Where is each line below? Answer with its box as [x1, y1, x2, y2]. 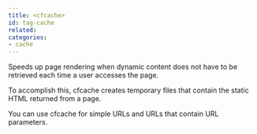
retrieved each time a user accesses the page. [8, 71, 159, 80]
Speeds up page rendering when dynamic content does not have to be [8, 62, 238, 71]
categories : [8, 33, 47, 42]
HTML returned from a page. [8, 94, 102, 103]
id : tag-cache [8, 19, 55, 27]
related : [8, 26, 37, 34]
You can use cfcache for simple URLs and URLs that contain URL [8, 109, 219, 118]
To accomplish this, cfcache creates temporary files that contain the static [8, 85, 250, 95]
